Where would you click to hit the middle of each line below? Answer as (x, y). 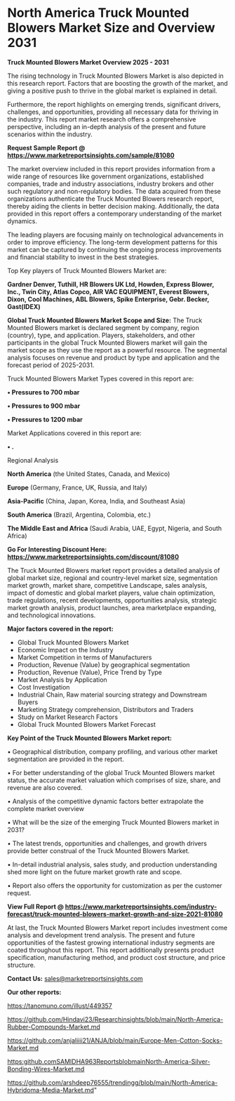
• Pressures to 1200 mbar (45, 419)
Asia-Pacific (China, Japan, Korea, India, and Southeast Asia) (96, 501)
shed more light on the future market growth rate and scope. (95, 871)
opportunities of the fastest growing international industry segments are (111, 942)
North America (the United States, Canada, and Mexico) (89, 474)
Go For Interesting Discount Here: (57, 549)
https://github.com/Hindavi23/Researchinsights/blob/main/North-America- (115, 1019)
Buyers (28, 702)
